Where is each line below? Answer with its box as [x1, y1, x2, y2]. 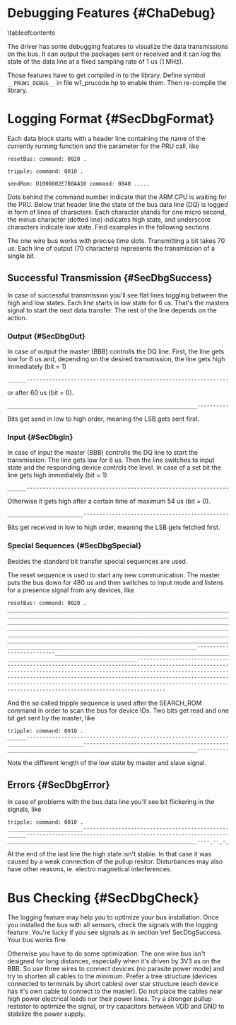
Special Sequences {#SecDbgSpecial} [7, 540, 142, 550]
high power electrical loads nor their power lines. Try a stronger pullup [7, 995, 212, 1003]
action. [7, 313, 28, 322]
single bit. [7, 251, 36, 260]
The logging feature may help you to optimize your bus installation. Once [7, 913, 219, 922]
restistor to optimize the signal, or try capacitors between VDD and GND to [7, 1002, 225, 1011]
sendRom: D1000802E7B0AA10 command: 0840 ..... [7, 180, 151, 187]
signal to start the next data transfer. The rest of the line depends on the [7, 306, 217, 315]
